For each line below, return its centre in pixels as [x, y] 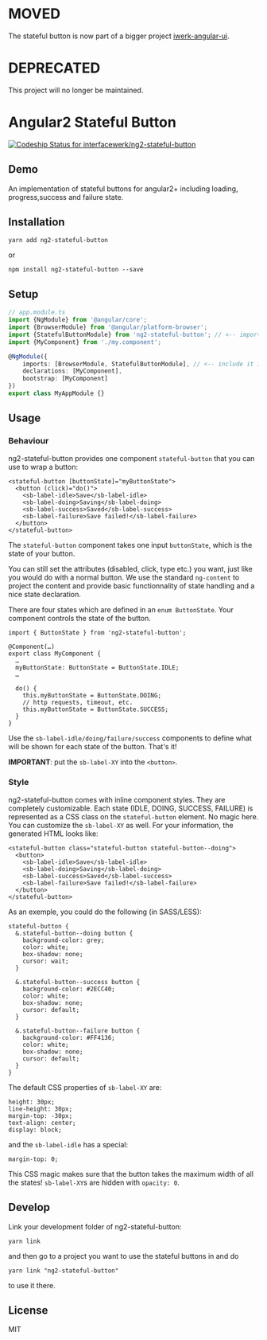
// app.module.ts [37, 313]
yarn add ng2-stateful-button [58, 240]
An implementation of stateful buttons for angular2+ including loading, [123, 189]
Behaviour [29, 441]
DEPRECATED [54, 68]
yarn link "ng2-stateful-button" [64, 1271]
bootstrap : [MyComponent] [66, 379]
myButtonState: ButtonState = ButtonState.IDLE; [97, 667]
